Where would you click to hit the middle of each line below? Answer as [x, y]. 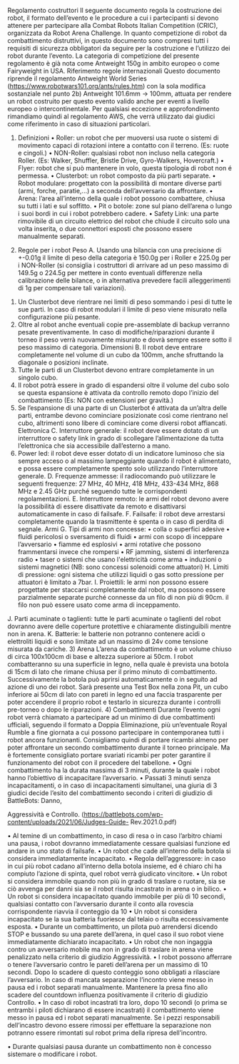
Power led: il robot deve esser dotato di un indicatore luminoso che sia [121, 453]
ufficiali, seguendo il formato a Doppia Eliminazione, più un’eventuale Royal [117, 725]
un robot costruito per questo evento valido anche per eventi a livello [108, 101]
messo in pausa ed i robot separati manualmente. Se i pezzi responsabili [114, 1018]
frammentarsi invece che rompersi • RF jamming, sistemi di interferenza [123, 552]
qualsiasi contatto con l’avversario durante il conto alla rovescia [101, 904]
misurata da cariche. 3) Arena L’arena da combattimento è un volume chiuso [119, 649]
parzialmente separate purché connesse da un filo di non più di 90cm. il [123, 597]
